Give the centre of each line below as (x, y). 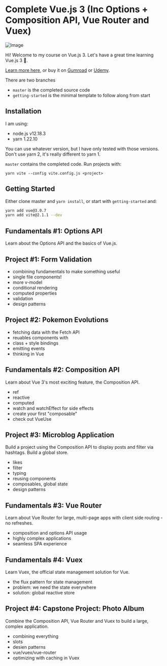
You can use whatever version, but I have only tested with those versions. (82, 149)
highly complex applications (42, 538)
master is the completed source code (51, 90)
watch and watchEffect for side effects (53, 408)
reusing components (34, 479)
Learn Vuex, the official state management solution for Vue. (68, 572)
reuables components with (40, 337)
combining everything (36, 636)
